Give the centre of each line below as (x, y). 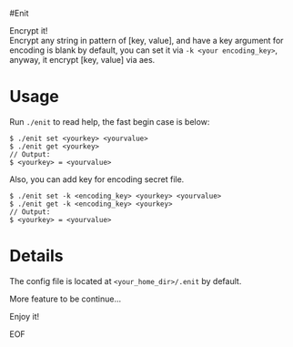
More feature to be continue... (65, 299)
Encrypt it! (29, 31)
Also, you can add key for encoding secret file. (97, 179)
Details (36, 256)
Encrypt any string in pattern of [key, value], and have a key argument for (146, 41)
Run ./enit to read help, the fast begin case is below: (110, 121)
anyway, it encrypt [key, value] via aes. (82, 60)
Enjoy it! (25, 316)
